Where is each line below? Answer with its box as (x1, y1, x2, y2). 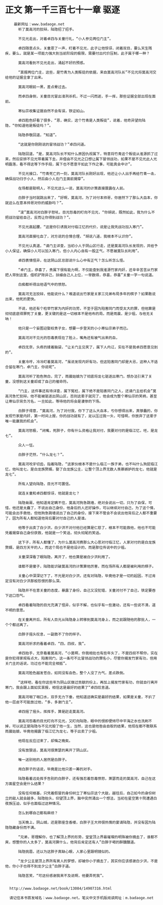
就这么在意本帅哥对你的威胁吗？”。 (5, 200, 66, 205)
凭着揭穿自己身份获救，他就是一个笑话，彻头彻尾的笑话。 (5, 530, 103, 535)
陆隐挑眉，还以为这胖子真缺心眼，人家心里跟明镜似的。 (18, 849, 113, 854)
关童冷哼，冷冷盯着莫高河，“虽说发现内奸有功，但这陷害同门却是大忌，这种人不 (18, 359, 155, 364)
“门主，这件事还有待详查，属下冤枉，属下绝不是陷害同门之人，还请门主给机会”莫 (18, 388, 157, 394)
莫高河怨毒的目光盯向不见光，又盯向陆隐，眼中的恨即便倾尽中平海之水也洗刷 (18, 718, 149, 723)
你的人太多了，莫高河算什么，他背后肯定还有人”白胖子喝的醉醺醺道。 (19, 840, 138, 845)
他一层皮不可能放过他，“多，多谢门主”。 (5, 699, 75, 704)
